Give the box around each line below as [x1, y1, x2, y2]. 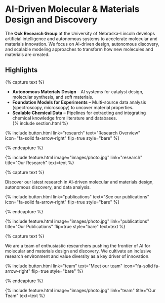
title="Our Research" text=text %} [5, 160, 74, 166]
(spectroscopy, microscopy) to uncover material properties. [12, 104, 134, 110]
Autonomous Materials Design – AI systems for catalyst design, [12, 88, 144, 95]
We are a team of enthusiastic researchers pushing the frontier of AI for [5, 242, 151, 248]
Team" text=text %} [5, 293, 45, 299]
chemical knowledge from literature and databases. [12, 115, 118, 121]
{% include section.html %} [12, 120, 68, 126]
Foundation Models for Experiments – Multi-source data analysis [12, 99, 147, 105]
